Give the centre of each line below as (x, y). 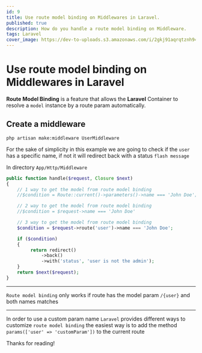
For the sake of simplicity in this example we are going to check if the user (98, 149)
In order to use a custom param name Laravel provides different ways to (96, 319)
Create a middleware (46, 124)
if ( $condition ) (38, 239)
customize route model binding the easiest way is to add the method (92, 325)
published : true (26, 23)
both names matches (32, 301)
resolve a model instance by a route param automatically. (76, 105)
